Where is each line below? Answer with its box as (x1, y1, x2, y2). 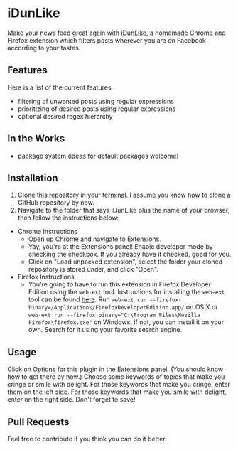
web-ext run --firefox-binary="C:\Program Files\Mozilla (28, 311, 201, 319)
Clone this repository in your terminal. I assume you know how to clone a (17, 191, 231, 200)
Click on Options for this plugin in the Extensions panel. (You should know (7, 365, 224, 374)
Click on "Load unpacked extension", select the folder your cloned (28, 257, 223, 266)
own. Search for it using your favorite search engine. (28, 326, 183, 334)
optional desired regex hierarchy (17, 112, 113, 120)
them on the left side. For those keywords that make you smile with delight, (7, 387, 227, 396)
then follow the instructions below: (17, 213, 119, 222)
